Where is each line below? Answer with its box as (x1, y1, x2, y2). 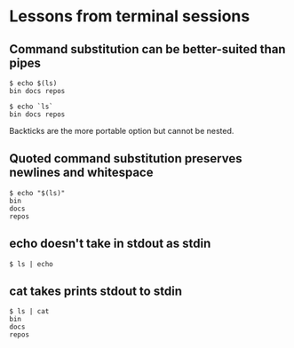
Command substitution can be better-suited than (9, 42, 286, 57)
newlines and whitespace (9, 165, 154, 180)
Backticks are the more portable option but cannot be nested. (9, 126, 234, 136)
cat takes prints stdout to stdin (9, 284, 182, 299)
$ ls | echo (9, 259, 53, 268)
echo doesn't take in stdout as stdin (9, 236, 211, 251)
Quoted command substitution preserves (9, 151, 242, 166)
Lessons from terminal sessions (9, 6, 250, 27)
